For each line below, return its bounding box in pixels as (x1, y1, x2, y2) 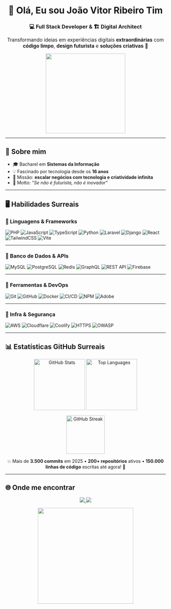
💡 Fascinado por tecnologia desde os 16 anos (12, 169, 109, 175)
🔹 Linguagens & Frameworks (5, 218, 77, 225)
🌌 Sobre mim (5, 147, 47, 156)
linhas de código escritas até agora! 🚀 (45, 463, 126, 470)
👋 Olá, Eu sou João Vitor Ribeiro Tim (8, 5, 163, 16)
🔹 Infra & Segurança (5, 311, 55, 318)
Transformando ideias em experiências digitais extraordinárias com (7, 37, 164, 43)
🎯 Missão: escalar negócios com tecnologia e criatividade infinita (12, 174, 154, 180)
